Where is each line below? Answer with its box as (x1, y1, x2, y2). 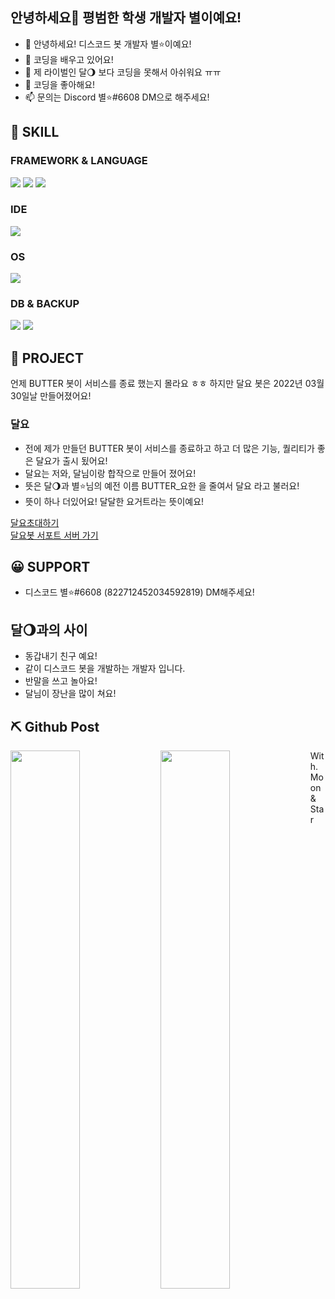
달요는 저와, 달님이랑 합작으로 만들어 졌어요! (24, 467, 197, 479)
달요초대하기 (10, 516, 60, 528)
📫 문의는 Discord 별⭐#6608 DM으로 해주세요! (24, 91, 210, 103)
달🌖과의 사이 (10, 621, 88, 638)
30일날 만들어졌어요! (10, 390, 92, 402)
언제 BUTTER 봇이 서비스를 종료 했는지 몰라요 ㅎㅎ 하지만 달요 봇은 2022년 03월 (10, 378, 325, 390)
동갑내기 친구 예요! (24, 650, 98, 662)
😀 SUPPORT (10, 558, 91, 575)
